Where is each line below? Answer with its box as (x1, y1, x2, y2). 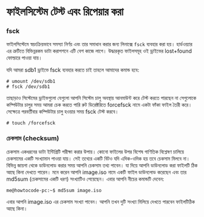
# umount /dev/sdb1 (6, 78, 56, 85)
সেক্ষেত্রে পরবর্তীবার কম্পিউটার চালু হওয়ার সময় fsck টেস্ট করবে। (6, 108, 119, 115)
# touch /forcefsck (6, 120, 56, 126)
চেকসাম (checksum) (6, 134, 59, 142)
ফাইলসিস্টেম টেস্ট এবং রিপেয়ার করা (6, 5, 124, 19)
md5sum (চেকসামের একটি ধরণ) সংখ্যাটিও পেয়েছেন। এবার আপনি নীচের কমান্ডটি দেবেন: (6, 175, 165, 182)
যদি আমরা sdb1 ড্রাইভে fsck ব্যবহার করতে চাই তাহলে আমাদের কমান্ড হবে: (6, 66, 140, 74)
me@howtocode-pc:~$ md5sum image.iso (6, 187, 102, 193)
